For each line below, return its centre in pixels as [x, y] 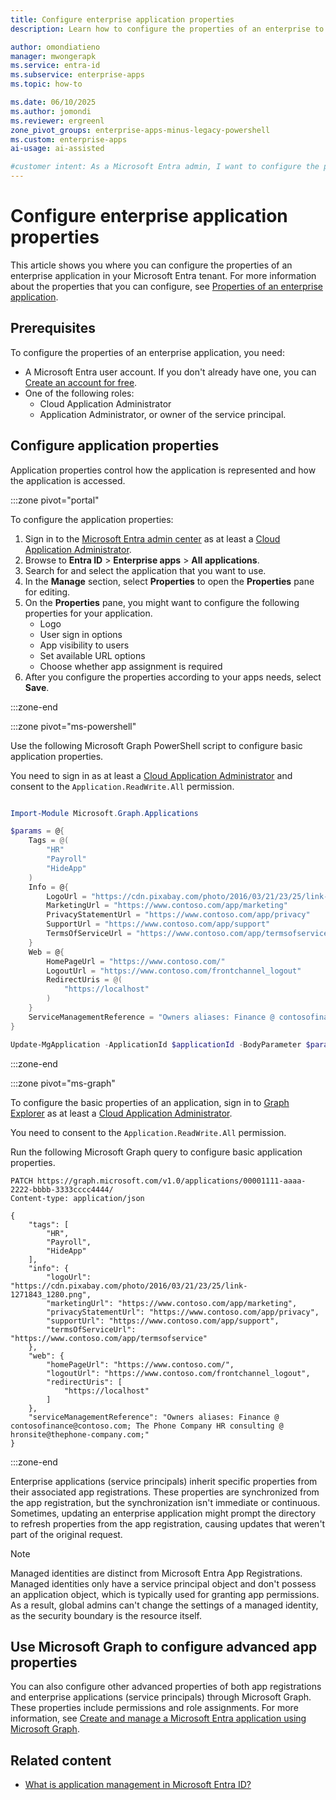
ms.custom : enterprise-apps [69, 139]
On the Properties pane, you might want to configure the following [162, 602]
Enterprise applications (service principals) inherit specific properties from [164, 1481]
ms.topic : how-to [46, 84]
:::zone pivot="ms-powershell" [73, 726]
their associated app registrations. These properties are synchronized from [165, 1492]
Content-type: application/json [77, 1198]
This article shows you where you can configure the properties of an [151, 265]
